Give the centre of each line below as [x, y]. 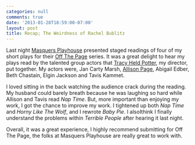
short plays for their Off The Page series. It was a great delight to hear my [95, 57]
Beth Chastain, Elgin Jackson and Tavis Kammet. [65, 75]
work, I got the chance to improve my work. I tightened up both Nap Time [95, 106]
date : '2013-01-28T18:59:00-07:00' [50, 22]
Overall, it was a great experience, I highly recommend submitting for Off [95, 130]
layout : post [22, 28]
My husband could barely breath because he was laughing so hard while [94, 93]
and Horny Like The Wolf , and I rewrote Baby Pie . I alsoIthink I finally [89, 112]
